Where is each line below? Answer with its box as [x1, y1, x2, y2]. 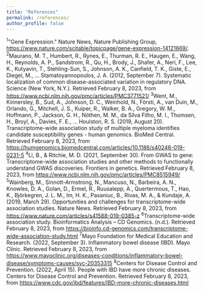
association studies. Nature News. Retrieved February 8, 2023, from [6, 204, 177, 211]
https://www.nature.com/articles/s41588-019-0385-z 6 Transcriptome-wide [6, 211, 195, 219]
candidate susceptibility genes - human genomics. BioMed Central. [6, 131, 175, 138]
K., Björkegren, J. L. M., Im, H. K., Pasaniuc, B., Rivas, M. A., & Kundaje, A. [6, 191, 191, 199]
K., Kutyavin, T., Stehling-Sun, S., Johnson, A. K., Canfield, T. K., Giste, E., [6, 65, 191, 72]
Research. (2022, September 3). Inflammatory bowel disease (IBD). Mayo [6, 239, 191, 246]
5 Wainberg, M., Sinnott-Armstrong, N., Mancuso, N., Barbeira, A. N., [6, 178, 177, 186]
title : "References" [6, 9, 59, 15]
